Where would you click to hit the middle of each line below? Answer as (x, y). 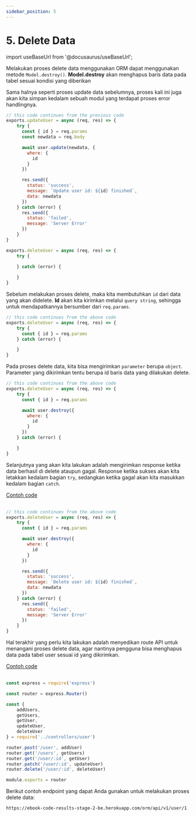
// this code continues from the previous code (65, 115)
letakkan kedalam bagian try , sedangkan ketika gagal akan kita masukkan (95, 477)
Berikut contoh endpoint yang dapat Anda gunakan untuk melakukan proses (98, 791)
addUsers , (29, 710)
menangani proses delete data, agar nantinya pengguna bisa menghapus (94, 649)
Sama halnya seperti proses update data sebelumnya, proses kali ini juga (94, 92)
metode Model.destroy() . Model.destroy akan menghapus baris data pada (96, 74)
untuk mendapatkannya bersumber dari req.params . (68, 307)
